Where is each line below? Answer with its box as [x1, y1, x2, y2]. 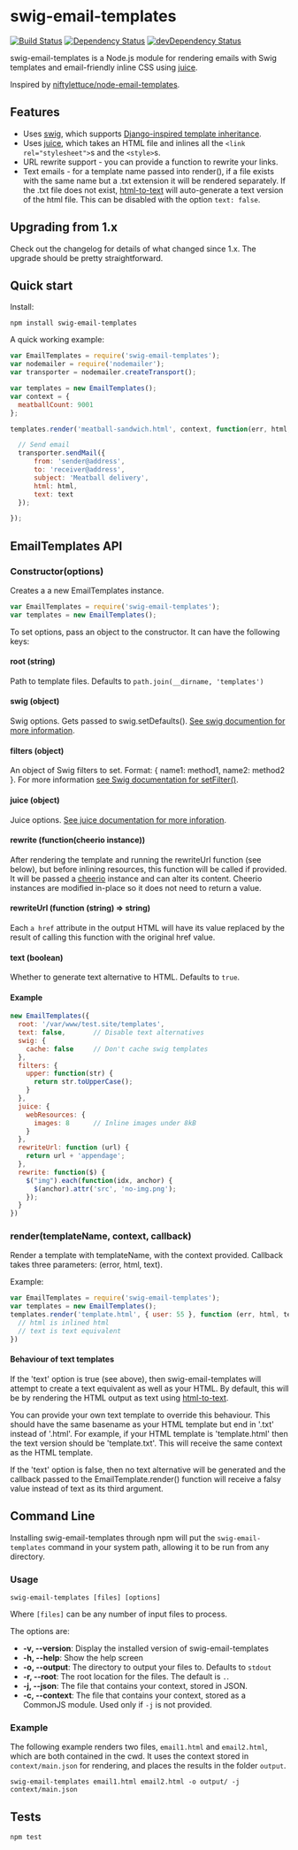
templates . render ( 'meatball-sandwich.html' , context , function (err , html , [10, 425, 292, 434]
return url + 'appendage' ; [26, 1152, 126, 1161]
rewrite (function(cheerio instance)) [10, 834, 145, 846]
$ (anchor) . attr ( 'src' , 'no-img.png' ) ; [33, 1184, 177, 1194]
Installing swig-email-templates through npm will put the [10, 1532, 216, 1543]
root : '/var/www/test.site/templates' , [18, 1020, 165, 1029]
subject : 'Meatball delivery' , [33, 473, 149, 482]
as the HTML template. [10, 1447, 94, 1457]
